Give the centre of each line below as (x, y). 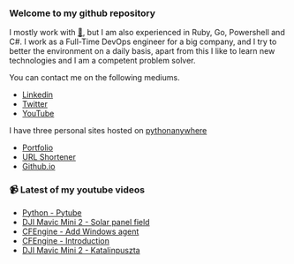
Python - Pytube (52, 212)
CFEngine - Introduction (66, 240)
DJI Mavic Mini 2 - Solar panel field (86, 222)
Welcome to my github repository (83, 13)
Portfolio (38, 147)
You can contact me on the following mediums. (94, 78)
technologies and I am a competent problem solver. (102, 61)
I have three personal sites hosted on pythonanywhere (108, 131)
